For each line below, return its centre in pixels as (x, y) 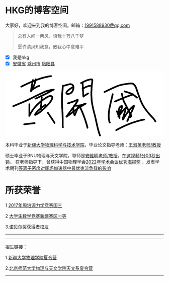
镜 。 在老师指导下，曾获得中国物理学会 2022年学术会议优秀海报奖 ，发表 (80, 162)
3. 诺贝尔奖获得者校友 (27, 227)
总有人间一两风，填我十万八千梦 (51, 36)
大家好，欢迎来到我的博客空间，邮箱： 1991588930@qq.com (67, 25)
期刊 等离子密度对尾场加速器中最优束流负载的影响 (60, 168)
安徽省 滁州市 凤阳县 (34, 64)
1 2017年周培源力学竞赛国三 (34, 205)
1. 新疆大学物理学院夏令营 (31, 257)
